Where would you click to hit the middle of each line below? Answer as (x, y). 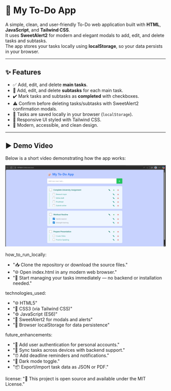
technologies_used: (26, 293)
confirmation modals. (35, 108)
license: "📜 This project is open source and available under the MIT (76, 379)
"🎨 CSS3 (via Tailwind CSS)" (42, 309)
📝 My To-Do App (41, 10)
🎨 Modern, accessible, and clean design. (55, 125)
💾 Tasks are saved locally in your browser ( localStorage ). (73, 114)
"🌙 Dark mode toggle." (36, 361)
